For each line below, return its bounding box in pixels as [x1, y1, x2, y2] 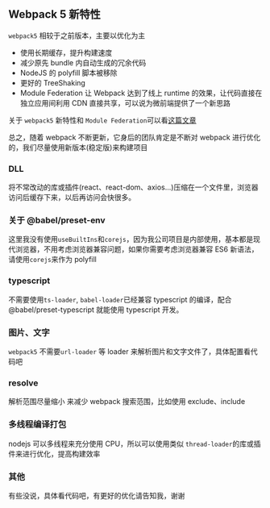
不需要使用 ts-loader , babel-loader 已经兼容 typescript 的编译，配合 [8, 294, 232, 304]
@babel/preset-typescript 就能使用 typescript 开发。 [8, 305, 184, 314]
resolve [8, 377, 39, 389]
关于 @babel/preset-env [8, 214, 106, 226]
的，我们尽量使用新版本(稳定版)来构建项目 [8, 142, 148, 152]
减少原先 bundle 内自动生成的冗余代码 [19, 57, 147, 67]
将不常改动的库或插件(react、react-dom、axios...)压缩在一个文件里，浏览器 [8, 182, 259, 192]
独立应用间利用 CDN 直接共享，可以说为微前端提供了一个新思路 [19, 98, 231, 107]
